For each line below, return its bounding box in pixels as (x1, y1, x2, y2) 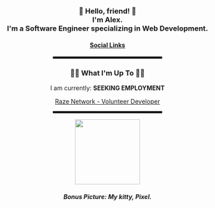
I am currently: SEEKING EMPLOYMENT (50, 84, 165, 92)
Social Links (89, 41, 126, 49)
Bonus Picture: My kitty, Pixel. (63, 193, 152, 201)
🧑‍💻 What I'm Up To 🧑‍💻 (70, 69, 145, 78)
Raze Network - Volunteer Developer (55, 97, 160, 106)
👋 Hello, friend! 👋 (78, 6, 137, 16)
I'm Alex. (92, 15, 123, 24)
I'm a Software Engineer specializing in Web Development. (7, 24, 208, 33)
